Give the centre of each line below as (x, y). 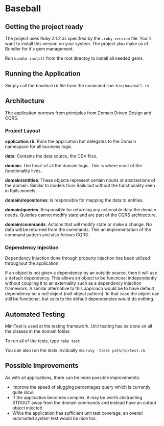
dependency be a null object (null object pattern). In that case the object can (82, 294)
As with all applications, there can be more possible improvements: (73, 377)
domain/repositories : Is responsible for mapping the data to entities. (74, 200)
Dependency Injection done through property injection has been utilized (78, 258)
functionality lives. (23, 171)
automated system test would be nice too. (54, 418)
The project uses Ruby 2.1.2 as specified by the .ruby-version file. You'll (78, 38)
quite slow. (23, 392)
